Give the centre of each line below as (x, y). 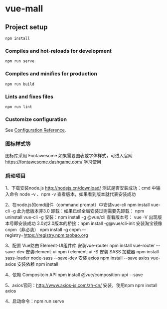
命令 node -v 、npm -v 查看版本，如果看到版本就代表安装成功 (73, 194)
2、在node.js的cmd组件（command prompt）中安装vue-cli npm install (78, 205)
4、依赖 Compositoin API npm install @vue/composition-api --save (74, 275)
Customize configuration (36, 119)
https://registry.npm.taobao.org (56, 235)
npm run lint (19, 107)
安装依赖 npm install (38, 264)
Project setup (27, 27)
